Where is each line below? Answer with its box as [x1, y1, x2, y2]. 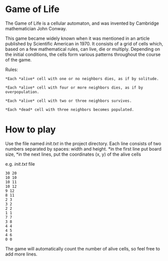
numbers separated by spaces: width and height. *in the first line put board [5, 146, 161, 152]
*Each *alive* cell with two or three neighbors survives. [5, 98, 132, 103]
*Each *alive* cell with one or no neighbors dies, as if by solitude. [5, 76, 159, 81]
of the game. [5, 56, 32, 62]
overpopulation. [5, 89, 39, 94]
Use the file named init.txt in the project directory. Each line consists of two [5, 140, 161, 147]
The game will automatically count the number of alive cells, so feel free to [5, 245, 160, 251]
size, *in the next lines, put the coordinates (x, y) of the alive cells [5, 151, 141, 157]
